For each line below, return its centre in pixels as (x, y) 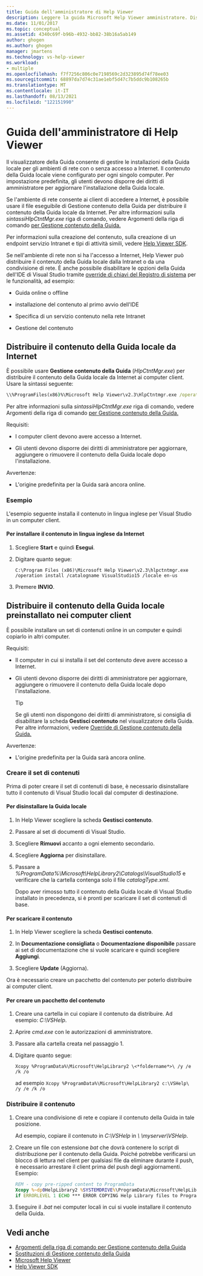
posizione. (28, 1124)
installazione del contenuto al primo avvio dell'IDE (77, 304)
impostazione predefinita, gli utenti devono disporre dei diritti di (85, 181)
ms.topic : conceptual (34, 29)
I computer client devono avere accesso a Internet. (78, 437)
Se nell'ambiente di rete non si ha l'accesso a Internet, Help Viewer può (95, 255)
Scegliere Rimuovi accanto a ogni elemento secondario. (85, 844)
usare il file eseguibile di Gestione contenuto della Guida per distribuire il (96, 206)
